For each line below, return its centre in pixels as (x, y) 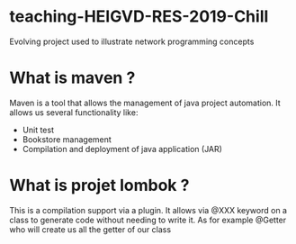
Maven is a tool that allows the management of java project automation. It (145, 103)
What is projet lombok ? (99, 185)
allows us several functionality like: (74, 112)
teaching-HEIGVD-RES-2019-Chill (139, 17)
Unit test (38, 130)
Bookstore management (67, 139)
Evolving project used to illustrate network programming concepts (132, 41)
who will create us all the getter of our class (90, 229)
